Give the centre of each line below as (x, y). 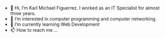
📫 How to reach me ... (34, 30)
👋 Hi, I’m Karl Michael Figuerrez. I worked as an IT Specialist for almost (85, 8)
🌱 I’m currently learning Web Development (55, 24)
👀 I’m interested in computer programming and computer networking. (83, 19)
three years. (23, 13)
